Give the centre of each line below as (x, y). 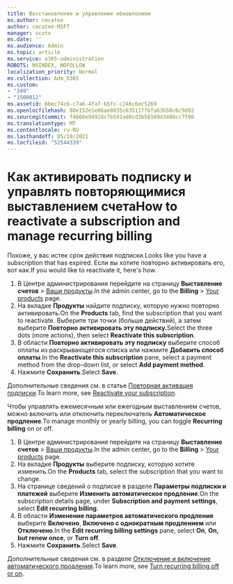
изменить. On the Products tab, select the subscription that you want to (120, 472)
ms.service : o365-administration (56, 59)
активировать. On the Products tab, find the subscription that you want (120, 313)
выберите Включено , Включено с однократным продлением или (117, 523)
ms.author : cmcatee (35, 20)
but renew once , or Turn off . (59, 538)
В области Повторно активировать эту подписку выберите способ (119, 343)
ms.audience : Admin (35, 46)
